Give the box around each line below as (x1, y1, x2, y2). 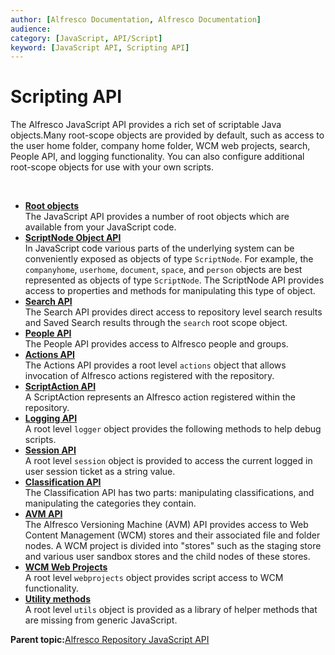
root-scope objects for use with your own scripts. (10, 161, 215, 173)
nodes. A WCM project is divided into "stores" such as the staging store (24, 540, 322, 552)
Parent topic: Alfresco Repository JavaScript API (10, 634, 210, 646)
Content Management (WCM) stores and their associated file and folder (24, 529, 321, 541)
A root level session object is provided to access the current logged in (24, 455, 313, 467)
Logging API (24, 412, 78, 425)
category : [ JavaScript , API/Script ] (10, 33, 163, 43)
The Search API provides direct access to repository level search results (24, 306, 323, 318)
